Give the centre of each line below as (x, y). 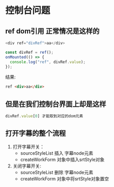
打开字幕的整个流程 (36, 133)
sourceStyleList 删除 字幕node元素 (57, 172)
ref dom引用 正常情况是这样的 (52, 31)
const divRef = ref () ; (29, 52)
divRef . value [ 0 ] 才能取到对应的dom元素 (44, 116)
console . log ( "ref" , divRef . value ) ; (48, 62)
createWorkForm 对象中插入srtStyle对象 (62, 159)
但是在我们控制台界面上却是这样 (56, 104)
